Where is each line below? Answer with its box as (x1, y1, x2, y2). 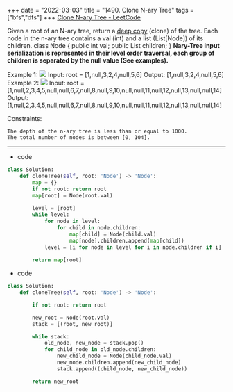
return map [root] (32, 256, 82, 263)
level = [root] (32, 205, 76, 212)
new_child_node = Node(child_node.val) (56, 352, 172, 360)
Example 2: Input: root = (7, 79, 85, 87)
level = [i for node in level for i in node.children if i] (44, 243, 222, 251)
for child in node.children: (56, 224, 141, 231)
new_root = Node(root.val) (32, 314, 110, 321)
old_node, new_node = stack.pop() (44, 340, 144, 347)
